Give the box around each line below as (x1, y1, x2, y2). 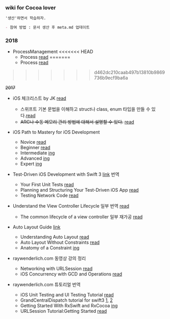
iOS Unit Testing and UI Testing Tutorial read (20, 292, 114, 298)
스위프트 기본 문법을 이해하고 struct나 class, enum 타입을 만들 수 (20, 106, 151, 112)
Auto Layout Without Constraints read (20, 239, 100, 245)
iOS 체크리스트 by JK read (12, 95, 66, 101)
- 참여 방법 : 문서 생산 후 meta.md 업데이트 (5, 25, 90, 30)
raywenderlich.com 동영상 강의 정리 (12, 255, 86, 262)
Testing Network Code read (20, 192, 79, 198)
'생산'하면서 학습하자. (5, 16, 46, 21)
